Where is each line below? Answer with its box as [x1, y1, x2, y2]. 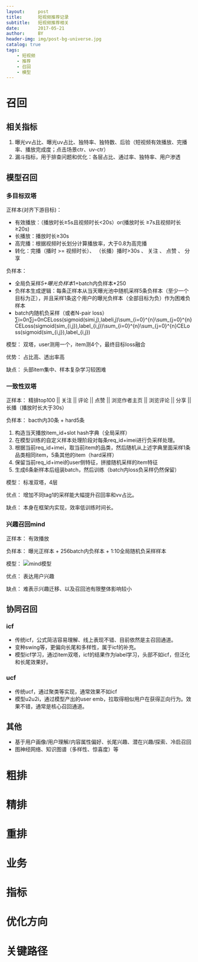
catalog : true [6, 42, 41, 48]
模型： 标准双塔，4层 [6, 479, 58, 486]
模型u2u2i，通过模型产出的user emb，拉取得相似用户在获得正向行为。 [14, 695, 186, 702]
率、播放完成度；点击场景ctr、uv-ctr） [14, 146, 109, 153]
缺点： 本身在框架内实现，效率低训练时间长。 [6, 504, 116, 511]
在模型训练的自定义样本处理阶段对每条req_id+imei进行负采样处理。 [14, 437, 178, 444]
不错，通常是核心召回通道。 [20, 702, 87, 710]
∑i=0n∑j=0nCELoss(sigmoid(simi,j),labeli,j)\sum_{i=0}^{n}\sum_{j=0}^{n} [14, 316, 192, 323]
